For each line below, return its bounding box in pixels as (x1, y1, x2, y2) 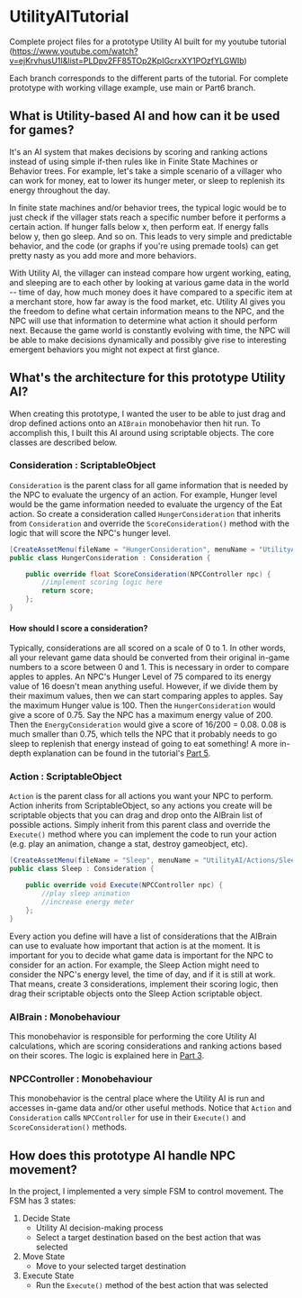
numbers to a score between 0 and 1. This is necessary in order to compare (9, 662, 289, 673)
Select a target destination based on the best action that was (35, 1232, 262, 1243)
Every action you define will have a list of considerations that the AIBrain (9, 930, 277, 941)
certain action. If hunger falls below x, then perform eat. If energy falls (9, 221, 270, 231)
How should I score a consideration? (9, 622, 148, 633)
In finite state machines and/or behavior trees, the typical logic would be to (9, 202, 287, 213)
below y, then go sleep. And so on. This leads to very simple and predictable (9, 231, 292, 241)
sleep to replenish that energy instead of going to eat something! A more (9, 739, 279, 749)
